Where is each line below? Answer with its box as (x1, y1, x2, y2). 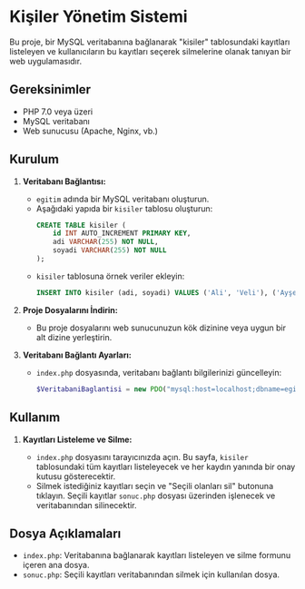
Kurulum (9, 152, 60, 167)
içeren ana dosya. (22, 560, 90, 571)
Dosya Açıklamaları (9, 525, 122, 541)
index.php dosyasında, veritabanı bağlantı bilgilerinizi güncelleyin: (35, 367, 282, 378)
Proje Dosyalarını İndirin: (22, 304, 118, 315)
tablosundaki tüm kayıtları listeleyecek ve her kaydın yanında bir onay (35, 461, 296, 472)
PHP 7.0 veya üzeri (22, 106, 93, 117)
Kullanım (9, 410, 61, 426)
